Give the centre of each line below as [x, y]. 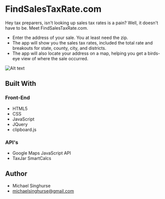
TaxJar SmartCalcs [32, 158]
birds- [154, 53]
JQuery [20, 124]
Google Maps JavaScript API [42, 153]
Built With [21, 84]
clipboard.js [24, 129]
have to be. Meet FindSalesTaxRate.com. [47, 28]
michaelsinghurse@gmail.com [43, 191]
